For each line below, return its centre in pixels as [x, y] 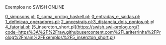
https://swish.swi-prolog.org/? [109, 27]
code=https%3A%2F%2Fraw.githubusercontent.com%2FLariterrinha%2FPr [83, 32]
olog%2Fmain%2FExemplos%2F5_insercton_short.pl [59, 37]
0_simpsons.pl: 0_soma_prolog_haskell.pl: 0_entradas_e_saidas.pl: [73, 16]
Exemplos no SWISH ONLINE [35, 7]
